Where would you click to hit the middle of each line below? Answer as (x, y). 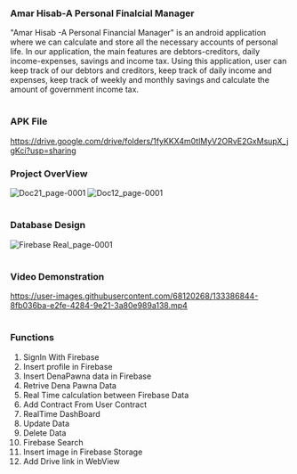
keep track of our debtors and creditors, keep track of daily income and (141, 70)
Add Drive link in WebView (71, 461)
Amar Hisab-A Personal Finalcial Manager (102, 13)
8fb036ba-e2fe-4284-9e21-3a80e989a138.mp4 (99, 306)
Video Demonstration (57, 276)
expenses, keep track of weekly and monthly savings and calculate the (140, 80)
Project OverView (49, 174)
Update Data (46, 423)
